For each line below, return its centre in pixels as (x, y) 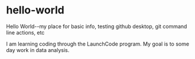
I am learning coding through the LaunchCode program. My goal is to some (98, 44)
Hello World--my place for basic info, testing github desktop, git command (97, 26)
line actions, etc (25, 32)
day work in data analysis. (38, 50)
